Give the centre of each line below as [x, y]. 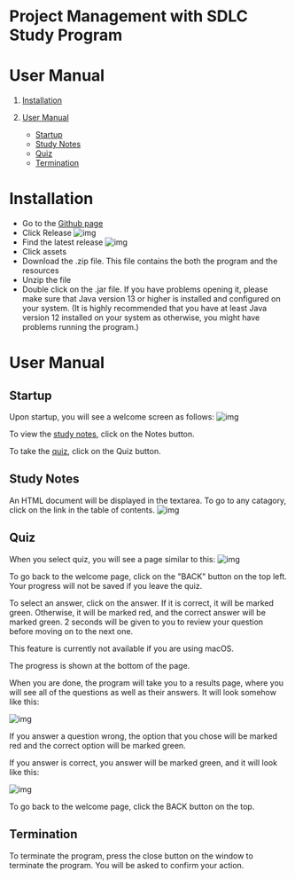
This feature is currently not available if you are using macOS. [122, 648]
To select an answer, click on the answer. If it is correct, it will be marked [142, 603]
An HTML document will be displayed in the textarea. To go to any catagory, [148, 500]
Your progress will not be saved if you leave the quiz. [106, 585]
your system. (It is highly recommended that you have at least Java [144, 309]
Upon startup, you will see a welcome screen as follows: [112, 417]
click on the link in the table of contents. [82, 510]
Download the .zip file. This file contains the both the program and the [150, 261]
